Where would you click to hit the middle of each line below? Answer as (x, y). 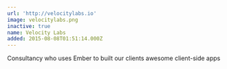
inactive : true (29, 26)
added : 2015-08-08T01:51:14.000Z (55, 39)
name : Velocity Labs (37, 32)
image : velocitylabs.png (43, 20)
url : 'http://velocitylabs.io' (52, 13)
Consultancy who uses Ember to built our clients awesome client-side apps (114, 58)
